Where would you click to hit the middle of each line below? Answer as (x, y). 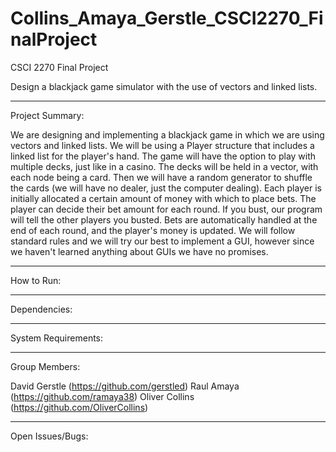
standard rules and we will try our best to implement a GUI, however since (162, 241)
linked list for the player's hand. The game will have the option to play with (163, 156)
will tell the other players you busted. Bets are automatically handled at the (164, 219)
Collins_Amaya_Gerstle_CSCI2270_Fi (167, 18)
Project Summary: (47, 115)
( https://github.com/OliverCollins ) (79, 407)
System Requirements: (57, 338)
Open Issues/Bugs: (49, 436)
